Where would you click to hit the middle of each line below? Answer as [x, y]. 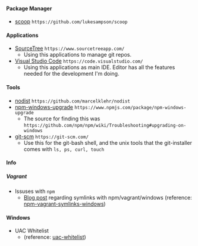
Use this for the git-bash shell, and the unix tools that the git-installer [108, 142]
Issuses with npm [35, 191]
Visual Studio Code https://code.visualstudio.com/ [79, 61]
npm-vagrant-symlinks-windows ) [65, 204]
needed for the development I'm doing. [71, 74]
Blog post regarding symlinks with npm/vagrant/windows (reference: [108, 198]
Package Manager [29, 8]
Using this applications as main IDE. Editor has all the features [99, 67]
